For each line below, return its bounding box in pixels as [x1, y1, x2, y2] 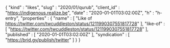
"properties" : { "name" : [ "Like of [20, 15, 92, 21]
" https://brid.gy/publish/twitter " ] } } [5, 37, 81, 43]
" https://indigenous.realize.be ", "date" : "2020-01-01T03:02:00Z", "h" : [5, 10, 154, 16]
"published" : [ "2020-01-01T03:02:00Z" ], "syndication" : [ [5, 32, 130, 37]
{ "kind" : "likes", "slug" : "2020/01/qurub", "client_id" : [5, 5, 120, 10]
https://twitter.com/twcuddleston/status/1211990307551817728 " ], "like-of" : [5, 20, 165, 27]
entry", [5, 15, 19, 21]
